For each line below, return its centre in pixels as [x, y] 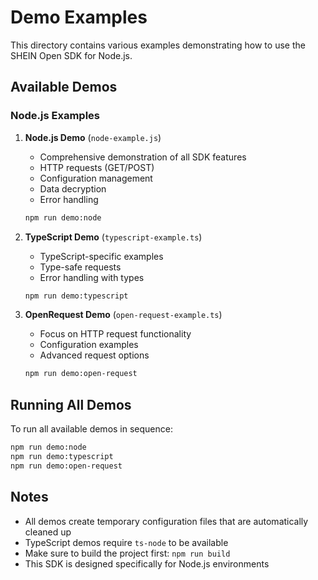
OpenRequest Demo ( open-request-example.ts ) [123, 315]
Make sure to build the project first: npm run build [127, 553]
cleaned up [48, 532]
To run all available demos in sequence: [91, 429]
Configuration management [96, 178]
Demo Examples [79, 17]
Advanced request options [94, 355]
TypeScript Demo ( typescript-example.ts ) [113, 237]
